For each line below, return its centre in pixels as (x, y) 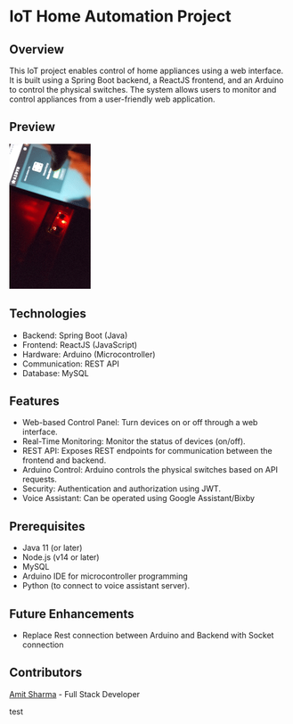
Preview (33, 127)
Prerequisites (47, 527)
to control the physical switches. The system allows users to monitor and (143, 90)
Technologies (48, 314)
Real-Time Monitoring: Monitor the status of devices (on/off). (134, 441)
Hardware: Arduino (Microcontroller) (89, 354)
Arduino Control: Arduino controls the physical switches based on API (150, 470)
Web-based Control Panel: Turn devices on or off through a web (140, 423)
